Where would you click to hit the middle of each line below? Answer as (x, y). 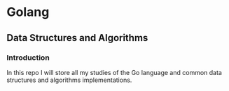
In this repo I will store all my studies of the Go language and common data (114, 72)
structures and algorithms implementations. (69, 80)
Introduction (28, 58)
